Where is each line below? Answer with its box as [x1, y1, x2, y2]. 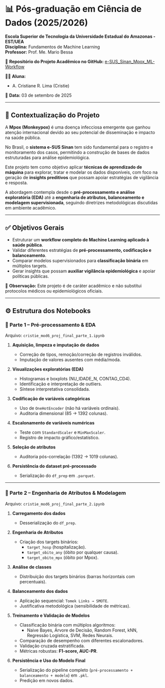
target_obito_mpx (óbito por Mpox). [27, 555, 99, 560]
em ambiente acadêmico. [5, 205, 56, 211]
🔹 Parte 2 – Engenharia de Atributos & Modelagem [5, 490, 126, 497]
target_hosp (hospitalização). [27, 544, 86, 550]
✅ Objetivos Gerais [5, 224, 64, 232]
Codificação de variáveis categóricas [12, 396, 90, 402]
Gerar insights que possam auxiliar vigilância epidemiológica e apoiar [12, 268, 156, 274]
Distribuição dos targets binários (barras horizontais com [19, 573, 135, 579]
